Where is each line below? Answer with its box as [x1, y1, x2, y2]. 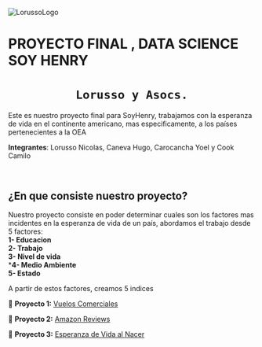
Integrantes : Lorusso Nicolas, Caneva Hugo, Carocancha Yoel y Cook [8, 142, 235, 153]
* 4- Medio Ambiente [8, 260, 77, 269]
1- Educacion [8, 234, 52, 244]
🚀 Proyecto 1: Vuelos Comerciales [8, 299, 118, 308]
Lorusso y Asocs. [75, 87, 188, 102]
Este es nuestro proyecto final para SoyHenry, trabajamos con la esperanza [8, 111, 253, 120]
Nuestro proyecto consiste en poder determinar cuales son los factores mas [8, 209, 254, 220]
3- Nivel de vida [8, 252, 61, 261]
